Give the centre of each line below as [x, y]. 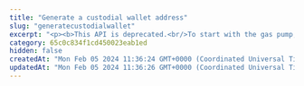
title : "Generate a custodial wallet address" [99, 17]
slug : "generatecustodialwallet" [72, 26]
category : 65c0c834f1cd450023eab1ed [78, 43]
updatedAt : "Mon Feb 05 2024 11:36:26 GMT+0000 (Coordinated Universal [147, 68]
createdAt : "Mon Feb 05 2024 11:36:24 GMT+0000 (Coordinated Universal [147, 59]
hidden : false [36, 51]
